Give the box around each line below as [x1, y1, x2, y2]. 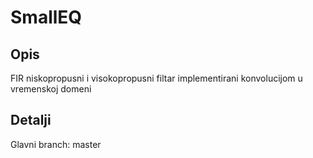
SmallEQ [10, 6, 83, 29]
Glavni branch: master [10, 138, 102, 150]
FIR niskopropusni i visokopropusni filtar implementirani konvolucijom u [10, 72, 303, 84]
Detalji [10, 112, 52, 129]
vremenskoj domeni [10, 83, 92, 95]
